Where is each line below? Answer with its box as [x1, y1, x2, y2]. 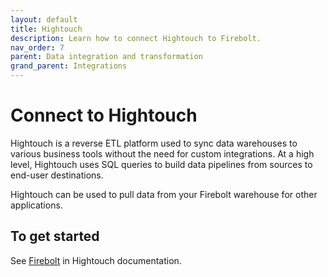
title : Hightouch [10, 24, 83, 34]
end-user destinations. [10, 169, 104, 181]
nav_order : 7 [10, 42, 65, 53]
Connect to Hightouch [10, 104, 198, 127]
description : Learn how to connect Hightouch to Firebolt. [10, 33, 262, 43]
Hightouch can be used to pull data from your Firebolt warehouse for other [10, 188, 318, 200]
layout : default [10, 14, 78, 25]
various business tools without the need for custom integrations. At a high [10, 147, 315, 160]
